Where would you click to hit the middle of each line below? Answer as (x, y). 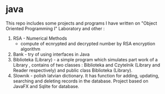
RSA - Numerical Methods (40, 38)
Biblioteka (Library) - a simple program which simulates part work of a (85, 59)
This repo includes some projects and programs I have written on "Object (81, 23)
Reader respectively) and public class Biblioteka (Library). (72, 70)
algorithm (30, 49)
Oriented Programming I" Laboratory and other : (55, 28)
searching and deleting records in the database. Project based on (80, 81)
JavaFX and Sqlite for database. (46, 86)
